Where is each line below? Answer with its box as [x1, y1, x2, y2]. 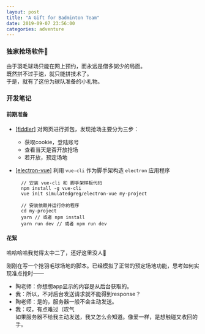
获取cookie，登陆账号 [24, 138, 80, 145]
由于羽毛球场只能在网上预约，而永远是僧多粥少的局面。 [6, 62, 146, 70]
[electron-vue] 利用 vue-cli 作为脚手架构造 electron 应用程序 [15, 166, 170, 174]
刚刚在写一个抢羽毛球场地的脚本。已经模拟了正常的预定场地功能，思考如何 [6, 262, 194, 269]
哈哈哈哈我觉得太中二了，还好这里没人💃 [6, 249, 107, 256]
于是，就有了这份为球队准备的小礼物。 [6, 78, 103, 85]
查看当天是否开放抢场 [24, 146, 78, 153]
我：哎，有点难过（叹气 [15, 305, 75, 313]
